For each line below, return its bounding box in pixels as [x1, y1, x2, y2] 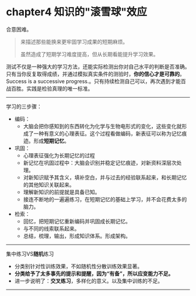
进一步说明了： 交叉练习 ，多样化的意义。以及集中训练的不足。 [14, 277, 163, 284]
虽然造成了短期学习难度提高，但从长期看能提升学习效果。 [20, 50, 159, 57]
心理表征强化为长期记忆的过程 [23, 152, 95, 159]
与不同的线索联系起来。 [23, 225, 80, 232]
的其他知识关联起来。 [23, 181, 75, 188]
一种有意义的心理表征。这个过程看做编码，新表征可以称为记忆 [33, 130, 182, 137]
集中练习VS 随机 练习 [6, 250, 54, 257]
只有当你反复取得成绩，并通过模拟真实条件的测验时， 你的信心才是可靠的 [6, 70, 180, 77]
